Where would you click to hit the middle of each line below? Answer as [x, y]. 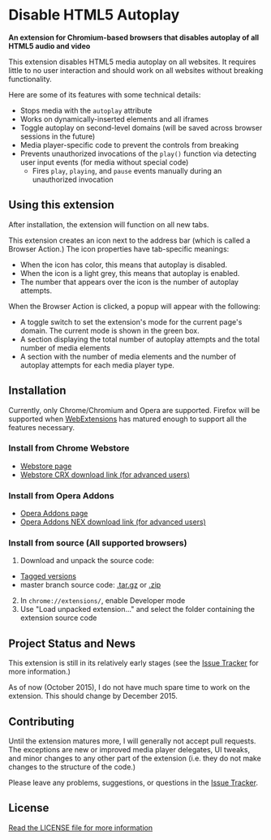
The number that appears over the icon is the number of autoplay [129, 282]
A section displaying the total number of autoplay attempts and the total [140, 339]
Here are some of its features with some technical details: [105, 94]
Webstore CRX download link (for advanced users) [105, 474]
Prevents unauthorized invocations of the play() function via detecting [138, 153]
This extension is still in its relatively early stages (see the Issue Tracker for [134, 663]
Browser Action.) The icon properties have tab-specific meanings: [119, 248]
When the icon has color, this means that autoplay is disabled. [124, 265]
